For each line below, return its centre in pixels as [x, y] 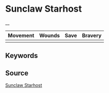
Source [17, 73]
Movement [21, 35]
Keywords [22, 56]
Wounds [49, 35]
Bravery [92, 35]
